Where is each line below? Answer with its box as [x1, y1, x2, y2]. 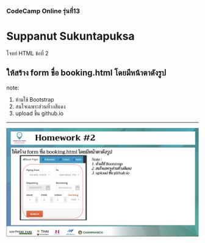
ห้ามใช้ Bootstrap [15, 95, 54, 103]
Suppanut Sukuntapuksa [6, 29, 135, 43]
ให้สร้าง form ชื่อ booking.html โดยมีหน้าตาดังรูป [6, 68, 167, 78]
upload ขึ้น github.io [15, 110, 64, 117]
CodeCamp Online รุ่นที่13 [6, 7, 81, 15]
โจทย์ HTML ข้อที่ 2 [6, 50, 49, 57]
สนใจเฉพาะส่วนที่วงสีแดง [15, 102, 66, 110]
